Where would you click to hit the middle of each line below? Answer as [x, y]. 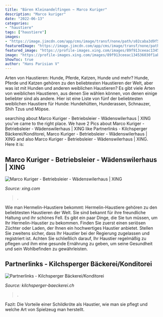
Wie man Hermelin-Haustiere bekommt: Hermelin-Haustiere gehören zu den [81, 207]
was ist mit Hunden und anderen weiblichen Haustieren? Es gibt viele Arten [80, 88]
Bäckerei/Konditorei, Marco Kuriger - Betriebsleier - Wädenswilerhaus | [76, 134]
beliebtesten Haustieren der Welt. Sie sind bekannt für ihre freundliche [75, 212]
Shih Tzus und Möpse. [27, 109]
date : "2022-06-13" [25, 19]
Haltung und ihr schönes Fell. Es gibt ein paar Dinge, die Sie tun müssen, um [81, 218]
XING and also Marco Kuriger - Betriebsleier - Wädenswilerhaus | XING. [77, 139]
